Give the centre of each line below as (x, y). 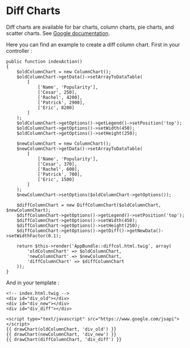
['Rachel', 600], (59, 169)
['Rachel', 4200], (60, 97)
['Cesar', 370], (57, 164)
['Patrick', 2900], (61, 103)
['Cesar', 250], (57, 92)
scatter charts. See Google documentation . (58, 33)
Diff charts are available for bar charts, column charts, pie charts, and (90, 27)
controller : (19, 50)
